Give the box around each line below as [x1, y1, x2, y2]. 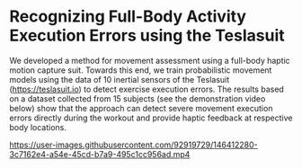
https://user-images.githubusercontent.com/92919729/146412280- [9, 139, 258, 150]
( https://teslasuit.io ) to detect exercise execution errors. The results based [9, 84, 285, 94]
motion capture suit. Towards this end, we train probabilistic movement [9, 65, 272, 75]
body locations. [9, 121, 67, 132]
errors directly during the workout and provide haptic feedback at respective [9, 112, 293, 123]
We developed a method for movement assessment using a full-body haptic [9, 55, 290, 66]
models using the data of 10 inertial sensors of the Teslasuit [9, 74, 230, 84]
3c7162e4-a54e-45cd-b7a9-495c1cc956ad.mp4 [9, 148, 191, 159]
